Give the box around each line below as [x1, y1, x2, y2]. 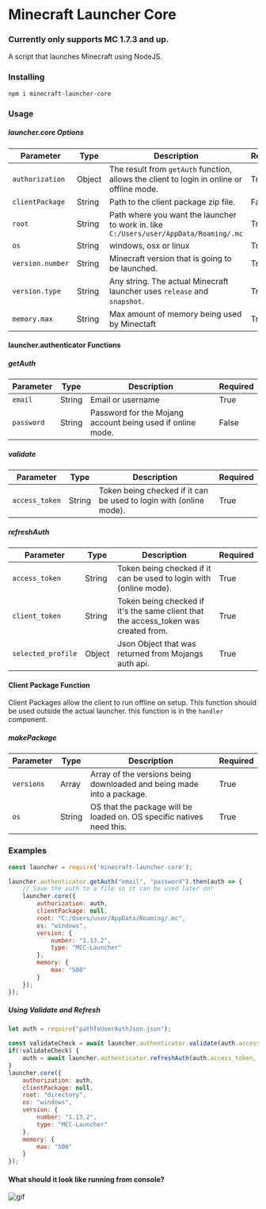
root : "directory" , [22, 1091, 87, 1100]
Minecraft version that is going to [109, 252, 232, 263]
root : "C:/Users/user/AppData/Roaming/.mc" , [36, 914, 186, 922]
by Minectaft [109, 318, 157, 329]
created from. [117, 625, 169, 636]
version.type [12, 286, 62, 295]
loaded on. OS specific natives [89, 812, 203, 823]
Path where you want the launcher [109, 209, 237, 220]
